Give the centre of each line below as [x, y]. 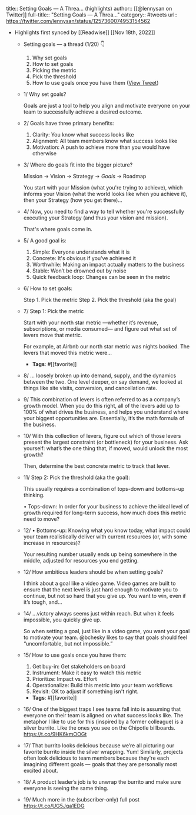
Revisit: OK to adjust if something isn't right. [85, 691]
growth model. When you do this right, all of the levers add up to [101, 406]
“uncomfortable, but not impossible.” [68, 643]
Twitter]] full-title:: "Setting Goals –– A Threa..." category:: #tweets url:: [92, 15]
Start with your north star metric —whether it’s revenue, [91, 322]
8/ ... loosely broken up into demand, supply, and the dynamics [100, 375]
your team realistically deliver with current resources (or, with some [105, 537]
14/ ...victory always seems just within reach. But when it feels [99, 613]
